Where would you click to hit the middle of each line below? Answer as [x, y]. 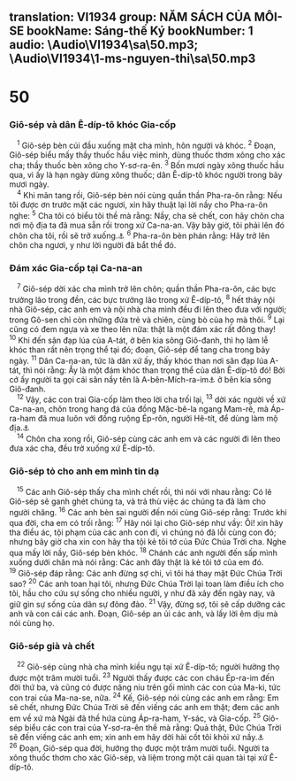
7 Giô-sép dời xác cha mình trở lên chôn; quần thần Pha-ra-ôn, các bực [147, 288]
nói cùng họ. [32, 622]
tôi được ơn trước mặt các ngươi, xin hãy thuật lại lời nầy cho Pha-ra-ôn [138, 205]
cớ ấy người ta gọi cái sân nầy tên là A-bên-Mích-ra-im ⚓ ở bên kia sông [140, 379]
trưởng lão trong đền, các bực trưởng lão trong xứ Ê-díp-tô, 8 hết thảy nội [142, 299]
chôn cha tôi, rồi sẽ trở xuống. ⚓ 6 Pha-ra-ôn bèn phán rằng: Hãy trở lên [140, 235]
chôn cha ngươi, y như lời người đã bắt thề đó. [93, 245]
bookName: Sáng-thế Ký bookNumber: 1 [140, 31]
